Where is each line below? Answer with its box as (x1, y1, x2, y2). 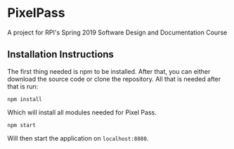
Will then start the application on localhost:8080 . (7, 134, 149, 142)
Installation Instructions (7, 48, 115, 60)
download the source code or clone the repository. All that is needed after (7, 74, 221, 83)
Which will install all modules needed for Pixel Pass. (7, 108, 157, 117)
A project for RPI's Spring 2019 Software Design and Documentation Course (7, 28, 228, 37)
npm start (7, 122, 37, 129)
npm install (7, 96, 42, 103)
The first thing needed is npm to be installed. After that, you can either (7, 67, 211, 75)
